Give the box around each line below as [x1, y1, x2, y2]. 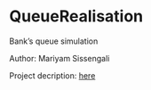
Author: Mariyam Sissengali [9, 53, 110, 63]
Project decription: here [9, 70, 96, 81]
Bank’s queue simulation [9, 36, 99, 46]
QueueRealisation [9, 6, 144, 27]
